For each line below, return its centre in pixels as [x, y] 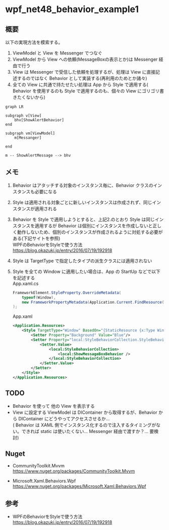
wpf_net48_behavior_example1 [72, 9]
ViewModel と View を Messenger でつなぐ [57, 53]
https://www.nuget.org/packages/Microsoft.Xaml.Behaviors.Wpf [79, 487]
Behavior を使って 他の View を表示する [53, 406]
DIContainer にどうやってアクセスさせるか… [64, 418]
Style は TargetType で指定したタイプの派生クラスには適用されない [82, 261]
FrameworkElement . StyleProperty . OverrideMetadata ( [67, 293]
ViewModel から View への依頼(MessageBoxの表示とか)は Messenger [85, 59]
